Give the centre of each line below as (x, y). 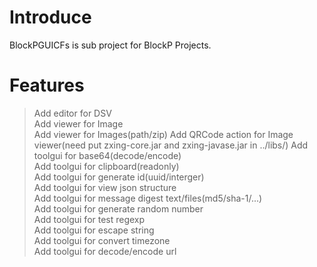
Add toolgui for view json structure (105, 187)
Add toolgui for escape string (94, 230)
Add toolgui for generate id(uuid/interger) (119, 177)
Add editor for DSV (72, 113)
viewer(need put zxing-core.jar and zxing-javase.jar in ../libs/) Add (171, 145)
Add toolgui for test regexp (89, 219)
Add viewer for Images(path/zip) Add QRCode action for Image (163, 134)
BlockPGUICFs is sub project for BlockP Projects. (110, 45)
